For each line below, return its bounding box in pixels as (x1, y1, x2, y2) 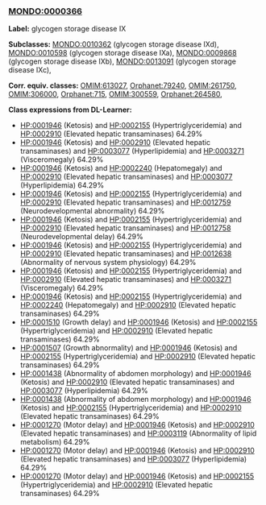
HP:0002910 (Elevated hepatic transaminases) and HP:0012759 (19, 197, 231, 207)
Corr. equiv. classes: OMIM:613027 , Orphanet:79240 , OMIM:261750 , (8, 81, 237, 90)
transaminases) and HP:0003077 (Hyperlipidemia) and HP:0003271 (19, 147, 244, 156)
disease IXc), (8, 65, 52, 75)
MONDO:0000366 (8, 6, 83, 17)
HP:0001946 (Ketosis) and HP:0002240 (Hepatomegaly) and (19, 164, 223, 173)
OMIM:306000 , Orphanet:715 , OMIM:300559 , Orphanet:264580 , (8, 89, 223, 99)
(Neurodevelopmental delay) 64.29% (19, 232, 143, 242)
